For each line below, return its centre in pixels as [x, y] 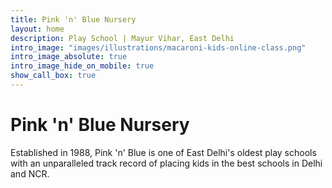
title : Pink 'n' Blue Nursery [73, 19]
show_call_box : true [53, 76]
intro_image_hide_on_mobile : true [82, 66]
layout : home [37, 29]
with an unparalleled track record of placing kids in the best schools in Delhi [166, 163]
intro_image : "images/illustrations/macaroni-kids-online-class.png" [158, 47]
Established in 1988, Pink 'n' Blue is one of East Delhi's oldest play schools [163, 152]
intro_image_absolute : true [69, 57]
